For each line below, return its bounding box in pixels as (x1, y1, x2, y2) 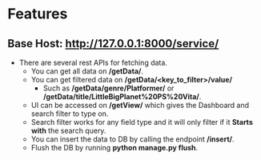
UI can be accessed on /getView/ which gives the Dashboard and (30, 101, 250, 110)
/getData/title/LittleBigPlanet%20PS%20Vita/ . (42, 92, 202, 101)
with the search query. (30, 126, 106, 135)
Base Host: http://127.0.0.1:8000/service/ (7, 37, 219, 50)
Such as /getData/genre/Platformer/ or (42, 83, 175, 93)
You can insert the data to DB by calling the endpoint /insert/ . (30, 134, 235, 144)
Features (7, 5, 68, 23)
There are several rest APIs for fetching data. (18, 58, 167, 67)
